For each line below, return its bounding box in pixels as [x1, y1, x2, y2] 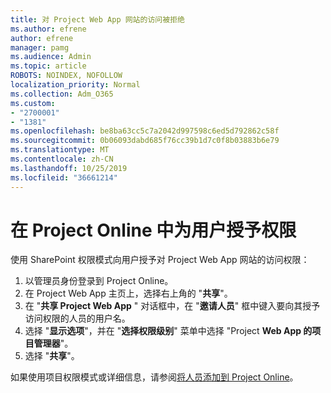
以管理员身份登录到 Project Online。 [24, 275, 174, 287]
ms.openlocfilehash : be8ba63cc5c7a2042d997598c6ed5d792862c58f [10, 126, 280, 136]
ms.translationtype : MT [10, 145, 110, 155]
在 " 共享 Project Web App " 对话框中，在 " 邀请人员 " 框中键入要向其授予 [24, 300, 321, 312]
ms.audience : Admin [10, 52, 92, 62]
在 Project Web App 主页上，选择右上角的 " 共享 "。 [24, 287, 233, 300]
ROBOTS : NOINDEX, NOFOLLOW [10, 71, 123, 81]
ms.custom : [10, 98, 56, 108]
